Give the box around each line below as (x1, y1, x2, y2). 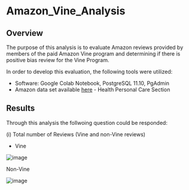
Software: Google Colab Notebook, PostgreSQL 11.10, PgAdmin (14, 79, 169, 87)
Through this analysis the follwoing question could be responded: (6, 119, 167, 126)
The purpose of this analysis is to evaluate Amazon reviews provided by (6, 44, 184, 51)
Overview (6, 28, 44, 38)
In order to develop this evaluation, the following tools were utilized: (6, 68, 173, 75)
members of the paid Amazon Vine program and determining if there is (6, 50, 181, 57)
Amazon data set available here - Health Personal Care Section (14, 86, 170, 93)
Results (6, 103, 35, 114)
